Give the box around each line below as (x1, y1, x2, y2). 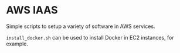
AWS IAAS (6, 3, 58, 17)
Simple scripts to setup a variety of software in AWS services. (6, 23, 155, 30)
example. (6, 40, 28, 47)
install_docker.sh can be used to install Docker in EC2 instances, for (6, 34, 174, 41)
